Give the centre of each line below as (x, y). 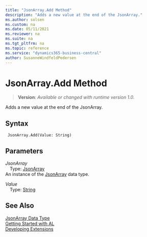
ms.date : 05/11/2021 (27, 29)
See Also (20, 206)
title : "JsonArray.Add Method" (39, 10)
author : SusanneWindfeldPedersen (41, 58)
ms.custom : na (20, 24)
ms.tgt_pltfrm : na (25, 44)
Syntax (17, 123)
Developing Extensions (29, 229)
